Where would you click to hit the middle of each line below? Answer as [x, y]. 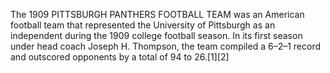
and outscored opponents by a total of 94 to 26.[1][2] [120, 57]
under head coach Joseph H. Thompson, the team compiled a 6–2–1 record [166, 46]
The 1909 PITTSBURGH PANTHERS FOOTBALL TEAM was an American [157, 14]
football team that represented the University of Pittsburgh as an [143, 25]
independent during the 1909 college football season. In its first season [156, 35]
